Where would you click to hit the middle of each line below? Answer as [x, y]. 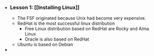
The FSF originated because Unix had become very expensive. [82, 18]
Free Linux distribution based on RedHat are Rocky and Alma [87, 29]
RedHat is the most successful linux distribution [66, 23]
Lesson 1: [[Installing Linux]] [45, 7]
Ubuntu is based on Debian [45, 45]
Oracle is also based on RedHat [57, 39]
